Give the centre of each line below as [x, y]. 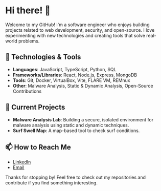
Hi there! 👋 [28, 10]
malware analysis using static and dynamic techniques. [71, 125]
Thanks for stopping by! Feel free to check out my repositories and [76, 177]
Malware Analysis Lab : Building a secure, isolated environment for [83, 119]
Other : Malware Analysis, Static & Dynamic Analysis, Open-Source [83, 86]
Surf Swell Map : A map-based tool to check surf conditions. [76, 131]
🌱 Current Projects [35, 107]
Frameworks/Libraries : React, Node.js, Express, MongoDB [75, 75]
